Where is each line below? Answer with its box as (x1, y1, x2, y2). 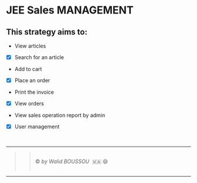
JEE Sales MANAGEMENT (6, 4, 134, 17)
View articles (14, 42, 46, 49)
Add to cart (14, 66, 42, 73)
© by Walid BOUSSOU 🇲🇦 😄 (35, 158, 108, 165)
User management (14, 123, 60, 130)
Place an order (14, 77, 50, 84)
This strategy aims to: (6, 27, 88, 37)
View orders (14, 100, 44, 107)
